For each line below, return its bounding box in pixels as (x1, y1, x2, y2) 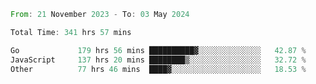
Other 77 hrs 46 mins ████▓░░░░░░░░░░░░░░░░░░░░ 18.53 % (10, 64, 307, 74)
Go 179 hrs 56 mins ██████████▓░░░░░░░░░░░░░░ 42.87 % (10, 45, 307, 55)
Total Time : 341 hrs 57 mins (10, 27, 132, 37)
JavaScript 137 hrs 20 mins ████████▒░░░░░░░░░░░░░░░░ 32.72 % (10, 55, 307, 65)
